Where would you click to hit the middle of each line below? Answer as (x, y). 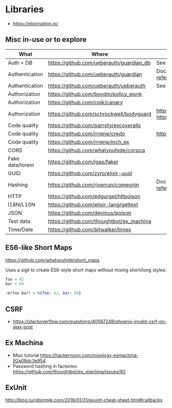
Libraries (25, 9)
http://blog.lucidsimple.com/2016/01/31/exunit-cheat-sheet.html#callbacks (84, 400)
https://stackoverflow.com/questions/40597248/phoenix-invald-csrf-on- (90, 321)
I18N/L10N (21, 205)
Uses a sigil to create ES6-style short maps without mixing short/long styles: (86, 270)
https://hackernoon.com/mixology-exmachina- (89, 355)
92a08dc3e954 (29, 360)
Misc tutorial (26, 355)
